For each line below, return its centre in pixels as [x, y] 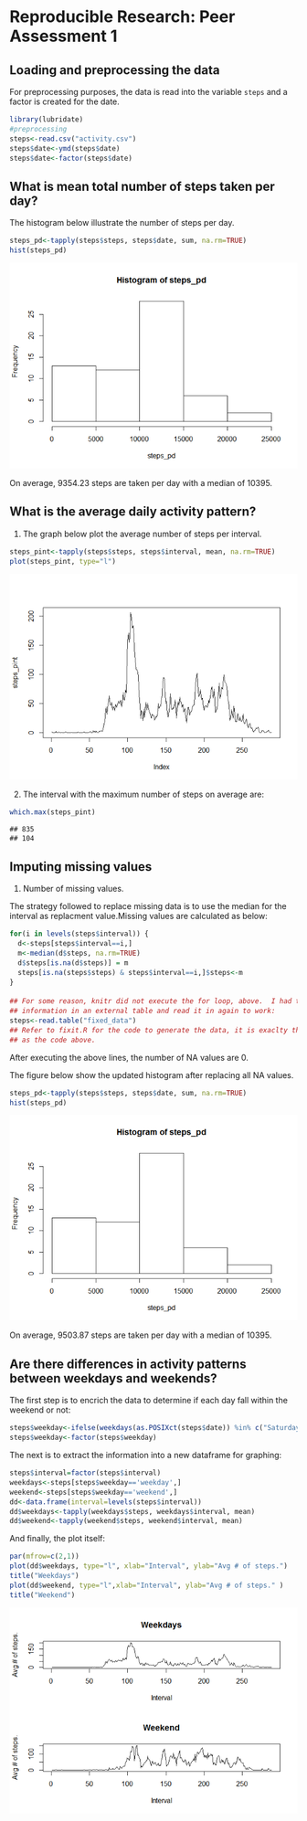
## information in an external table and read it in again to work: [143, 1011]
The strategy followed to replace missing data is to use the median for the [148, 906]
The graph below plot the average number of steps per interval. [142, 534]
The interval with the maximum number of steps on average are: [143, 794]
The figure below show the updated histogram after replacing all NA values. [152, 1075]
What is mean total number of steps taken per [143, 186]
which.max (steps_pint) [53, 812]
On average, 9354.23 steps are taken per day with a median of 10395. [141, 482]
